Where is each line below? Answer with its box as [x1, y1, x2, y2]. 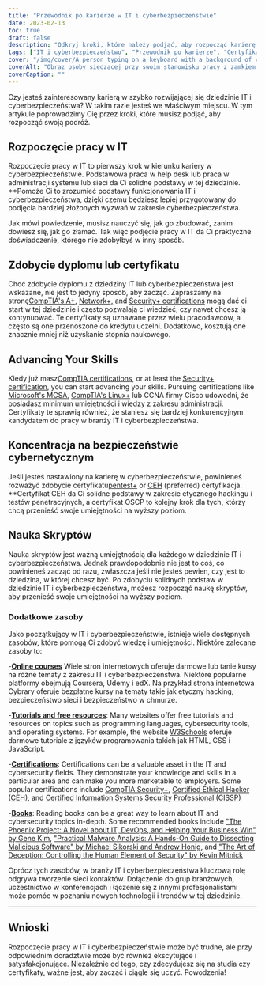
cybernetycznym [8, 451, 95, 464]
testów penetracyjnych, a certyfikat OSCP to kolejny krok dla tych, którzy [8, 497, 246, 506]
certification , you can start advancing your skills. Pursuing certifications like [8, 382, 255, 392]
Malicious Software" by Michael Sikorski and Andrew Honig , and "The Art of [8, 842, 256, 851]
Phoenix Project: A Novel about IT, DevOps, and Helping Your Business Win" [8, 824, 256, 835]
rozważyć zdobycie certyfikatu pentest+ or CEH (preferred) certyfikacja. [8, 480, 243, 490]
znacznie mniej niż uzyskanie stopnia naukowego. [8, 330, 171, 339]
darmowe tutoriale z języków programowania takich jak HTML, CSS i [8, 735, 231, 744]
